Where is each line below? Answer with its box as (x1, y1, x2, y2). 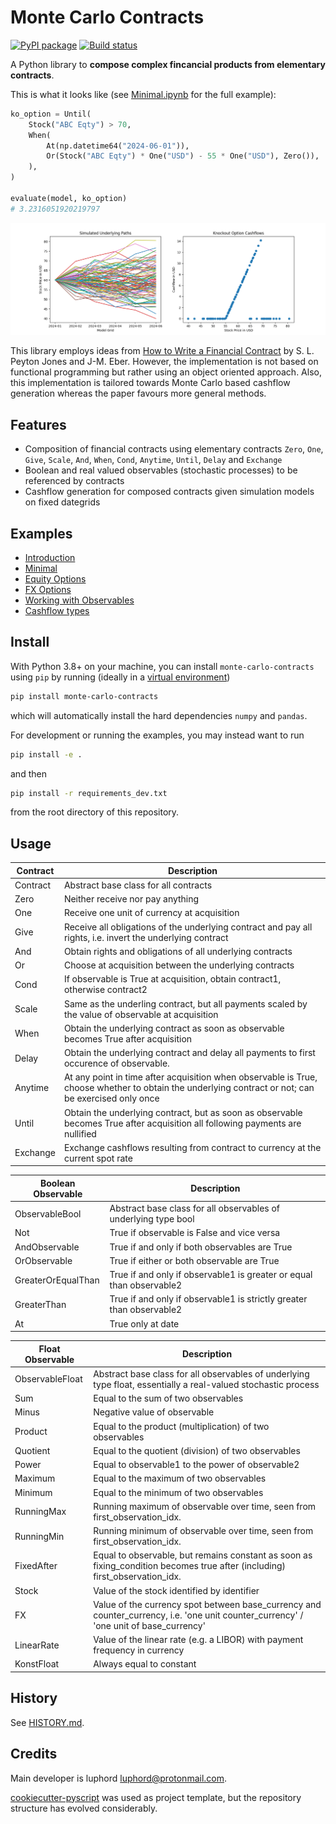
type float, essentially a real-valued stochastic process (93, 1378, 320, 1390)
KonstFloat (14, 1658, 60, 1670)
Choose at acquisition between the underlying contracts (63, 959, 295, 971)
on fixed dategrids (24, 496, 101, 508)
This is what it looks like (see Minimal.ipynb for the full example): (10, 88, 277, 100)
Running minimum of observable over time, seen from (93, 1525, 314, 1537)
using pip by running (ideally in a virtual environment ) (10, 671, 231, 683)
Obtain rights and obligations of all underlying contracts (63, 945, 293, 957)
